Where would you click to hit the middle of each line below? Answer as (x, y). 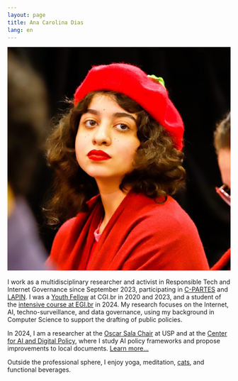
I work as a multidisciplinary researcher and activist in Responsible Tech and (119, 282)
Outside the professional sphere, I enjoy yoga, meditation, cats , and (106, 363)
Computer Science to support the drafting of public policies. (95, 320)
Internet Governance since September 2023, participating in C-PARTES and (118, 289)
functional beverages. (39, 370)
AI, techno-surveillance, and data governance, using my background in (111, 312)
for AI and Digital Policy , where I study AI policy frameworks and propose (114, 341)
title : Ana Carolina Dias (45, 22)
